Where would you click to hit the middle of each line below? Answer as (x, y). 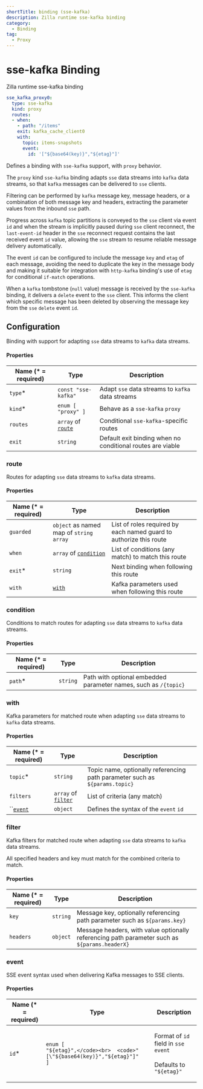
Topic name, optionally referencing (137, 770)
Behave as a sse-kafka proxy (140, 408)
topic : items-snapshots (52, 143)
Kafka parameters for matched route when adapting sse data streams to (96, 716)
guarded (20, 532)
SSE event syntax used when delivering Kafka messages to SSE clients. (95, 975)
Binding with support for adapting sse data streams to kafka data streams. (98, 341)
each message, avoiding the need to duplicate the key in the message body (100, 264)
